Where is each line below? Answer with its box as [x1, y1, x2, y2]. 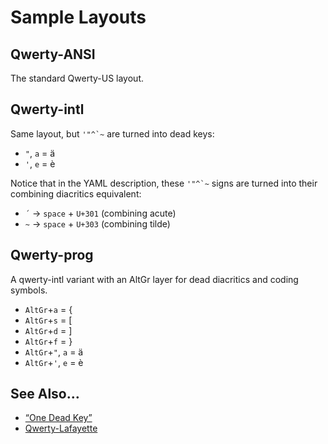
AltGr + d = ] [24, 324, 73, 336]
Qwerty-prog [10, 247, 94, 264]
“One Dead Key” [24, 412, 93, 424]
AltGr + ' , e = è [24, 356, 84, 368]
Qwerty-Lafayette [24, 422, 98, 435]
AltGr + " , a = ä [24, 346, 84, 358]
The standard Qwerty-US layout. [10, 72, 145, 84]
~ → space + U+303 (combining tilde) [24, 217, 171, 230]
